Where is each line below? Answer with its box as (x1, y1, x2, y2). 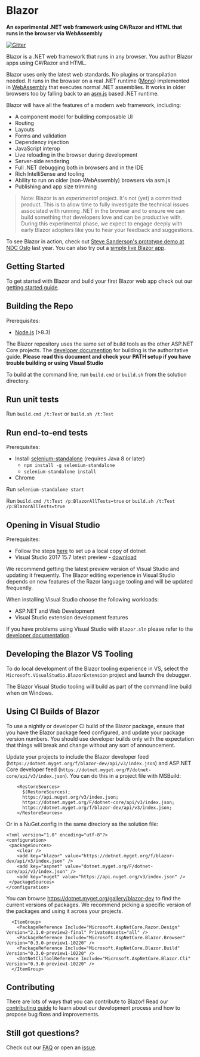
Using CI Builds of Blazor (6, 707, 100, 717)
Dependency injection (14, 138, 69, 145)
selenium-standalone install (23, 469, 97, 475)
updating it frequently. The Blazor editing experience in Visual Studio (6, 572, 175, 579)
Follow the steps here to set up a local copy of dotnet (14, 548, 146, 554)
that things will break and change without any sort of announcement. (6, 741, 176, 749)
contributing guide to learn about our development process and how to (6, 1004, 181, 1012)
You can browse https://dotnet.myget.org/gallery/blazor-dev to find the (6, 894, 181, 902)
